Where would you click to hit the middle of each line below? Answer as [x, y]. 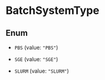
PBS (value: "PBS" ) [36, 47]
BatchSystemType [52, 11]
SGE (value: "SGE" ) [36, 59]
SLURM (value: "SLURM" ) [42, 71]
